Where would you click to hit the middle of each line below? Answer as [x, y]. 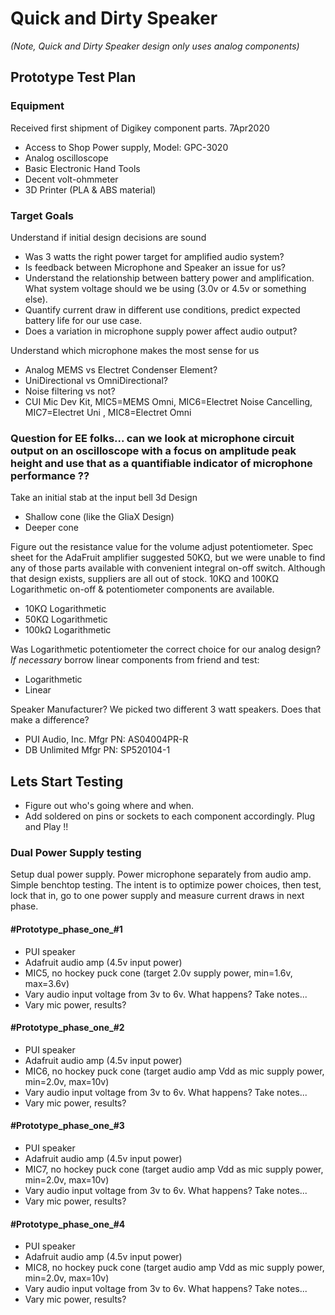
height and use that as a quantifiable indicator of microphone [161, 463]
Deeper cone [51, 528]
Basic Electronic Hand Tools [82, 168]
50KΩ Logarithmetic [66, 619]
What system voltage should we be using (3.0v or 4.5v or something [165, 288]
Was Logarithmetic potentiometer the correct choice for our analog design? [166, 649]
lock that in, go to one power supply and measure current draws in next [157, 896]
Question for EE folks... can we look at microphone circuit [152, 438]
